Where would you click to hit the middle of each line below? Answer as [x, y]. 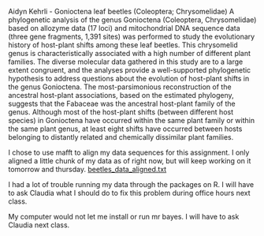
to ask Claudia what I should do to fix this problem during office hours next [129, 193]
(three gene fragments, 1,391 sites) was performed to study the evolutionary [132, 36]
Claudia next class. [39, 225]
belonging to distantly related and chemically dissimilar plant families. [121, 137]
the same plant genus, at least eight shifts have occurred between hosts [125, 129]
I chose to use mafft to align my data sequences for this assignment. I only [129, 152]
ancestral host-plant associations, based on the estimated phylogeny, [121, 95]
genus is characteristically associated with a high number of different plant [129, 53]
